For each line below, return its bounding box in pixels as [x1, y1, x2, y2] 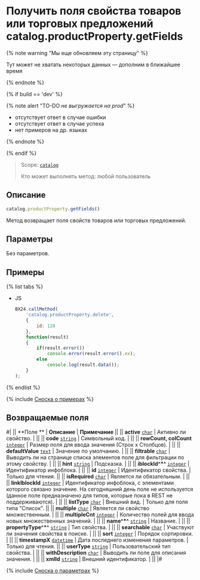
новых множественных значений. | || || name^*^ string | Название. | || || [6, 517, 190, 524]
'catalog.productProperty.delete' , [26, 312, 115, 318]
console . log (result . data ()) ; [47, 362, 120, 368]
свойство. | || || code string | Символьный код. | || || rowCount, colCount [6, 435, 192, 442]
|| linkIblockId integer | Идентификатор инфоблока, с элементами [6, 480, 174, 487]
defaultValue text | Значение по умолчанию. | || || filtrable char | [6, 447, 171, 455]
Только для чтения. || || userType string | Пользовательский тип [6, 543, 171, 550]
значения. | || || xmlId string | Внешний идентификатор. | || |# [6, 555, 162, 563]
